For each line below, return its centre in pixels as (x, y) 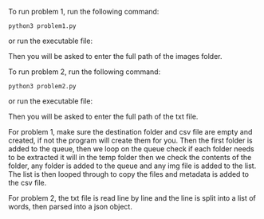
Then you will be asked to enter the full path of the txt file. (103, 116)
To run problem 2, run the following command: (85, 72)
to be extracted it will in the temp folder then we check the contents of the (130, 157)
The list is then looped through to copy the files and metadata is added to (129, 174)
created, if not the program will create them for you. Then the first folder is (130, 140)
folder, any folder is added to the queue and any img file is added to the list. (132, 166)
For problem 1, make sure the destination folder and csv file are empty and (130, 132)
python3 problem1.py (43, 26)
